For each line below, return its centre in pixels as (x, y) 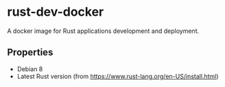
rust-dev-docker (56, 12)
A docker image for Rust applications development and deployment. (103, 31)
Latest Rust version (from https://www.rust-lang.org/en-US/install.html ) (118, 76)
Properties (30, 52)
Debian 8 (30, 69)
